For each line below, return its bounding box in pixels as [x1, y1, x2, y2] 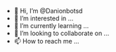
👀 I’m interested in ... [13, 14, 74, 22]
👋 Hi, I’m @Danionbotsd [13, 7, 83, 15]
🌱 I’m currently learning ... [13, 22, 89, 30]
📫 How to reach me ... [13, 37, 79, 45]
